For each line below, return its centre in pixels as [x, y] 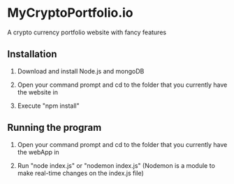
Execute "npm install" [48, 106]
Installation [32, 54]
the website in [37, 92]
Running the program [54, 128]
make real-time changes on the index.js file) [81, 173]
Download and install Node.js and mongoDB [81, 71]
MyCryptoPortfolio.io [70, 13]
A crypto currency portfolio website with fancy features [87, 32]
